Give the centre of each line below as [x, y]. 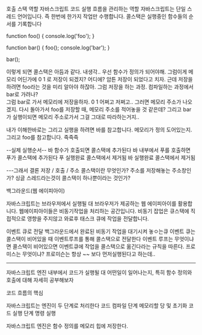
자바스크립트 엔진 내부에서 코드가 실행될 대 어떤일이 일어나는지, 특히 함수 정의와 [99, 272]
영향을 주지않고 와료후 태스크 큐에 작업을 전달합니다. [88, 218]
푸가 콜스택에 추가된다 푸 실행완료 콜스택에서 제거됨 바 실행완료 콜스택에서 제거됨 [101, 158]
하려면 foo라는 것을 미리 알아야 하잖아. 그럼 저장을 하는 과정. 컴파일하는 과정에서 [100, 87]
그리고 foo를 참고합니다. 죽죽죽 [42, 137]
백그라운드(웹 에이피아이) [35, 191]
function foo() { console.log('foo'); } [50, 36]
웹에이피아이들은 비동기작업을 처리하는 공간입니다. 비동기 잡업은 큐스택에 [104, 211]
